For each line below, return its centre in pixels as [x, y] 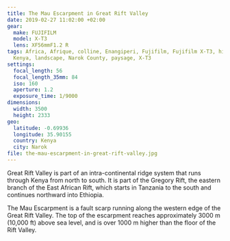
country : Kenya [35, 141]
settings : [21, 64]
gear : [15, 26]
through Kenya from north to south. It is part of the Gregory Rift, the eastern [114, 180]
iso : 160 [26, 84]
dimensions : [24, 103]
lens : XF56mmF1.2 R [41, 45]
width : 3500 [30, 109]
